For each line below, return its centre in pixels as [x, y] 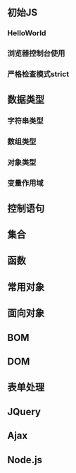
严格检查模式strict [38, 74]
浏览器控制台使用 [36, 54]
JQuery [24, 412]
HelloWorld [27, 33]
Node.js [25, 460]
